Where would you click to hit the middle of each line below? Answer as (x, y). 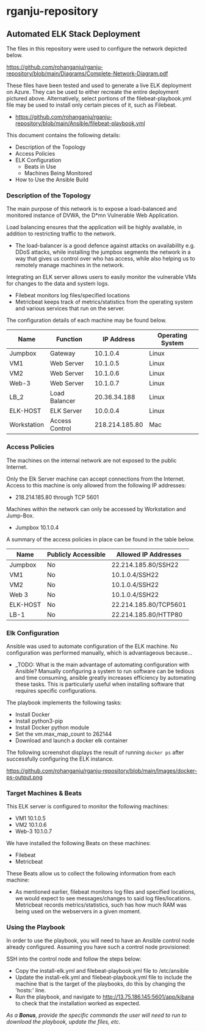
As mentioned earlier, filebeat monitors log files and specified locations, (105, 892)
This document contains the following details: (63, 135)
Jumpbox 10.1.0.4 (37, 527)
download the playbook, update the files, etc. (63, 1022)
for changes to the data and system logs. (58, 284)
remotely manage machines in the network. (70, 265)
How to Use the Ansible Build (52, 180)
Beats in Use (40, 166)
